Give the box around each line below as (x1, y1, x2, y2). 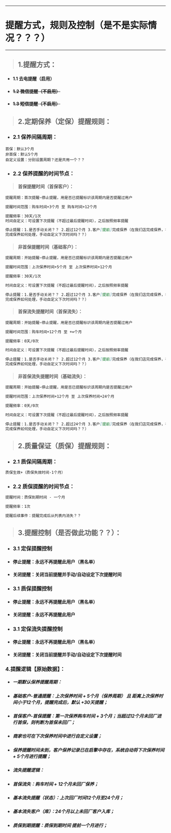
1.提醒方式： (17, 61, 57, 69)
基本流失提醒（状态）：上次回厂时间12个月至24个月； (12, 794, 124, 800)
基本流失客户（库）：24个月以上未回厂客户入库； (12, 809, 115, 815)
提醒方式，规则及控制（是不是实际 (5, 20, 149, 31)
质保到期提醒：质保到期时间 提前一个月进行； (12, 822, 108, 828)
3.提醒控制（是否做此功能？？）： (17, 529, 122, 537)
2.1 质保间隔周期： (12, 458, 58, 465)
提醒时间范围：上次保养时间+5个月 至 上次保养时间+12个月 (5, 265, 112, 270)
